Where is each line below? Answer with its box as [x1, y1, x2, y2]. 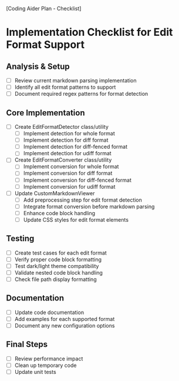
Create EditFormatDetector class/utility [14, 123, 109, 130]
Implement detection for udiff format [23, 150, 112, 157]
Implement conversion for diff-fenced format [23, 176, 132, 183]
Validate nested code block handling [14, 269, 103, 276]
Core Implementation [6, 108, 85, 118]
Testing [6, 233, 35, 243]
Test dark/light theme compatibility [14, 262, 99, 269]
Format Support [6, 38, 85, 52]
